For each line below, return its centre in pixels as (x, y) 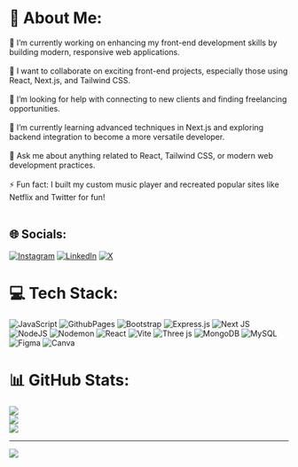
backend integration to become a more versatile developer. (117, 136)
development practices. (52, 165)
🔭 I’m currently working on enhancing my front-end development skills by (143, 43)
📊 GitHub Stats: (70, 380)
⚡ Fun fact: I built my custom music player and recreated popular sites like (144, 184)
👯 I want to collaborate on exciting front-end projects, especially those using (149, 71)
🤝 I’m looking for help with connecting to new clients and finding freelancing (148, 99)
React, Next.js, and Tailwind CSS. (70, 80)
